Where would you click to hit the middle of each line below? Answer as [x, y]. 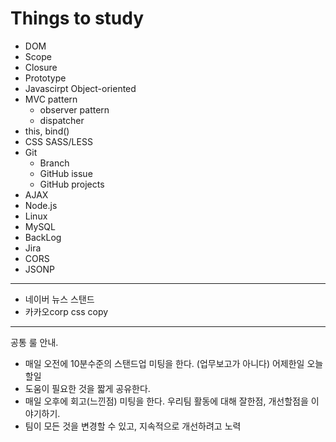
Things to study [77, 18]
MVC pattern [51, 99]
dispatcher [62, 120]
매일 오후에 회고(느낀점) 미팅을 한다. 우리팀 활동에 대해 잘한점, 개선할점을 [166, 401]
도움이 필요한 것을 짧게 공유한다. [87, 388]
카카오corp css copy [66, 311]
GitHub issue [66, 173]
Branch [54, 163]
